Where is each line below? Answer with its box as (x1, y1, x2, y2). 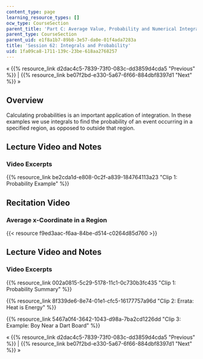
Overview (6, 95, 44, 106)
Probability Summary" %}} (6, 285, 72, 292)
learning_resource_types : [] (6, 15, 80, 21)
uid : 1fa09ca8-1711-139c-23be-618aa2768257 (6, 48, 118, 54)
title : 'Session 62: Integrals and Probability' (6, 43, 131, 49)
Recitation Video (6, 197, 71, 208)
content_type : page (6, 8, 56, 15)
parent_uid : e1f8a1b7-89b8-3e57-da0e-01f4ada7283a (6, 37, 137, 43)
